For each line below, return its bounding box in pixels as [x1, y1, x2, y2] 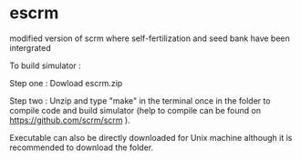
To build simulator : [9, 60, 82, 71]
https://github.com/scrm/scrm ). [9, 115, 130, 125]
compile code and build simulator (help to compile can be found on [9, 105, 262, 115]
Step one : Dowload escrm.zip [9, 77, 123, 88]
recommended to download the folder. [9, 142, 153, 153]
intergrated [9, 42, 52, 53]
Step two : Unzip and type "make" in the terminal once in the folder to [9, 95, 271, 106]
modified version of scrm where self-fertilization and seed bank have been [9, 33, 290, 44]
